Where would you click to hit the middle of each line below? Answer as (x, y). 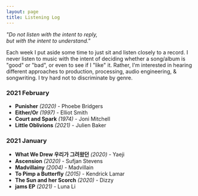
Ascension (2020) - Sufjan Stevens (59, 161)
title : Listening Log (33, 17)
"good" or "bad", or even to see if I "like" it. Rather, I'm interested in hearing (99, 65)
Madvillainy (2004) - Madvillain (54, 167)
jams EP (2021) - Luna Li (45, 186)
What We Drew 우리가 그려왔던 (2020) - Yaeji (69, 154)
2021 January (27, 140)
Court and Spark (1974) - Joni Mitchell (63, 119)
